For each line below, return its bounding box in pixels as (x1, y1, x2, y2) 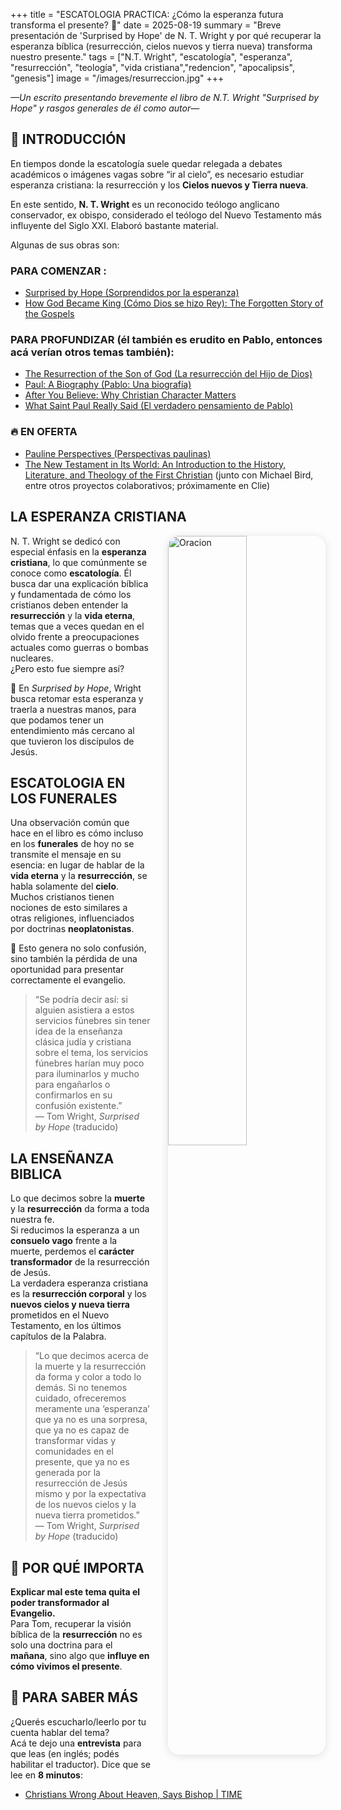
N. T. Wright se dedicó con (10, 535, 121, 547)
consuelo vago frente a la (10, 1235, 118, 1247)
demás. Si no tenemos (34, 1382, 128, 1394)
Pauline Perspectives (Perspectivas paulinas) (24, 447, 212, 459)
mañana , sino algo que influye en (10, 1649, 150, 1661)
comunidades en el (34, 1445, 114, 1458)
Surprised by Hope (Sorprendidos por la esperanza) (24, 287, 240, 299)
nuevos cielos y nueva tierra (10, 1299, 130, 1311)
